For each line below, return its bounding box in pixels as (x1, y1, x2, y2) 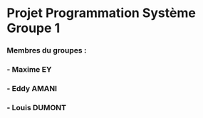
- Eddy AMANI (6, 83, 58, 93)
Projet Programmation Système (6, 5, 197, 21)
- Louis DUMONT (6, 102, 67, 112)
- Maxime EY (6, 65, 52, 75)
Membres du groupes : (6, 45, 87, 55)
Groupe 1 (6, 20, 61, 36)
